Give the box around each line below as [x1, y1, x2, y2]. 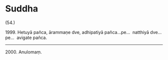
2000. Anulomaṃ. [5, 48, 42, 55]
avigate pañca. [16, 34, 47, 40]
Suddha [5, 3, 38, 14]
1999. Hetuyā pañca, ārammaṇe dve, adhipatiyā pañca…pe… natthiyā [5, 29, 149, 35]
